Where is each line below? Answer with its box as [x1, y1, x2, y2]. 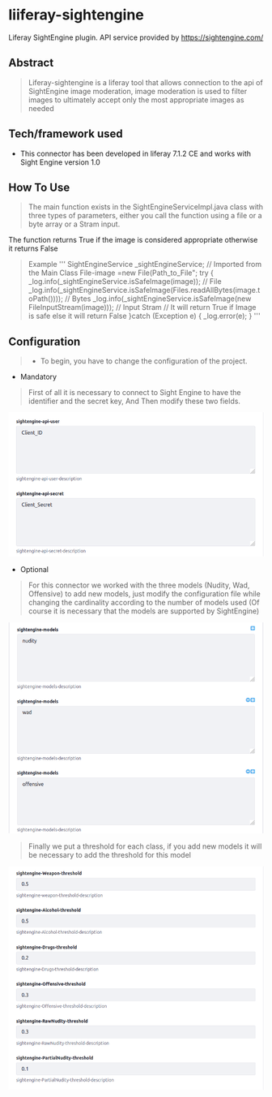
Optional [19, 564, 49, 574]
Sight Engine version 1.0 [19, 157, 101, 167]
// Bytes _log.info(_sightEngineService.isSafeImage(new [64, 294, 252, 303]
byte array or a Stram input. [28, 219, 121, 229]
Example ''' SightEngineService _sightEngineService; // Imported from [28, 260, 261, 269]
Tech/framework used [8, 127, 123, 141]
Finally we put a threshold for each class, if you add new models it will [28, 841, 262, 851]
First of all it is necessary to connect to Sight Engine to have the [28, 388, 241, 398]
